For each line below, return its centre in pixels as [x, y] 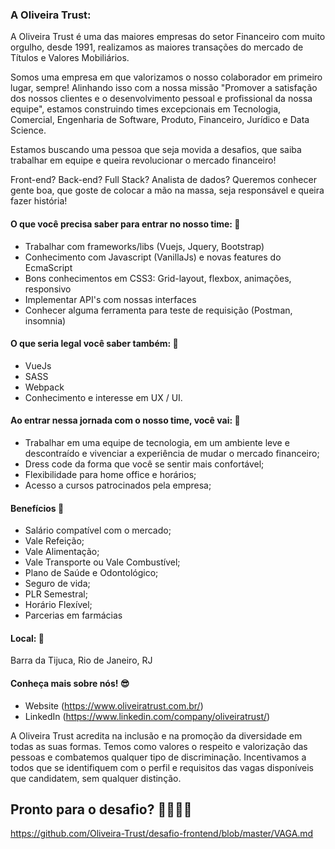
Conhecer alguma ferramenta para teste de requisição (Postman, [158, 310]
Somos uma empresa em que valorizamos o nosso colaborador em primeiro [166, 77]
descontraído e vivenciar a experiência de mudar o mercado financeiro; [172, 453]
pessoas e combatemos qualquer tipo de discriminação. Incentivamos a [158, 757]
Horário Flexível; [58, 605]
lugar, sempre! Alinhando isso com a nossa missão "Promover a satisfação [164, 88]
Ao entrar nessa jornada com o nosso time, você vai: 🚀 [125, 420]
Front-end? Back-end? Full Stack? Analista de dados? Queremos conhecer [163, 180]
